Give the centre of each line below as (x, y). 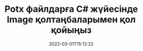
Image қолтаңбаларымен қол (71, 20)
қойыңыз (71, 30)
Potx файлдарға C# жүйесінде (71, 9)
